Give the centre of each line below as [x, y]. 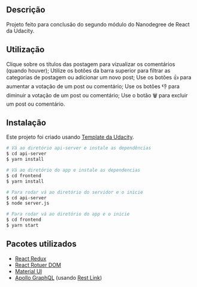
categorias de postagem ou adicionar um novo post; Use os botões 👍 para [99, 77]
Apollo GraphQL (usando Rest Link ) [58, 277]
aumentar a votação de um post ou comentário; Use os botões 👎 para [93, 86]
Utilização [25, 50]
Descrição [26, 10]
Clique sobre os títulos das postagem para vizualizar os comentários [91, 64]
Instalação [26, 123]
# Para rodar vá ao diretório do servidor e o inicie [75, 192]
